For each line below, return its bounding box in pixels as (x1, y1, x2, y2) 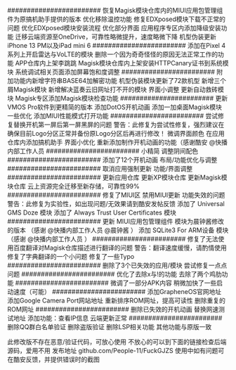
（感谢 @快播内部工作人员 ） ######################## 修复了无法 (7, 235, 219, 243)
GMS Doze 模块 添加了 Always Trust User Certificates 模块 (7, 208, 177, 217)
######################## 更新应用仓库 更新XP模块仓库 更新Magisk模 (7, 173, 228, 181)
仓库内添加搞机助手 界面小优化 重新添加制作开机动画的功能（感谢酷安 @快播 (7, 138, 228, 146)
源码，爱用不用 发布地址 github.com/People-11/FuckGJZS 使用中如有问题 (7, 347, 218, 355)
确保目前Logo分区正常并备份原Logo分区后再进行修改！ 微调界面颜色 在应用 (7, 129, 225, 137)
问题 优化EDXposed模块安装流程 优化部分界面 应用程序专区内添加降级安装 (7, 24, 221, 32)
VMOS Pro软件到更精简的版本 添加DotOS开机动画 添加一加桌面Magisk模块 (7, 103, 223, 111)
